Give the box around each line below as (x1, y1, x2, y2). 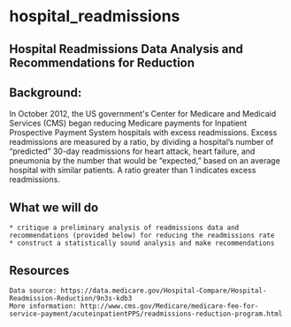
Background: (9, 85, 82, 100)
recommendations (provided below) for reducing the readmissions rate (9, 232, 275, 240)
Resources (9, 262, 70, 278)
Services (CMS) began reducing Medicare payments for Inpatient (9, 118, 248, 129)
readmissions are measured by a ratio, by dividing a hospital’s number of (9, 137, 274, 148)
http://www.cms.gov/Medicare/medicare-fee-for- (80, 302, 259, 311)
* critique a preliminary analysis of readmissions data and (9, 224, 240, 232)
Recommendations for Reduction (9, 55, 195, 70)
